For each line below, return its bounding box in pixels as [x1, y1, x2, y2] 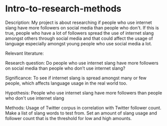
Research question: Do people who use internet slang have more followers [5, 60, 158, 66]
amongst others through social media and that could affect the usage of [5, 35, 153, 41]
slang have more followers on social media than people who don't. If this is [5, 24, 159, 30]
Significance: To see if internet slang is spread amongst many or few [5, 75, 146, 81]
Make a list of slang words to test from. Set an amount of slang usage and [5, 110, 157, 116]
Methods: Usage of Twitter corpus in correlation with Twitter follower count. [5, 105, 161, 111]
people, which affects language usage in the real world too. [5, 80, 127, 86]
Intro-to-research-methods [5, 3, 121, 14]
